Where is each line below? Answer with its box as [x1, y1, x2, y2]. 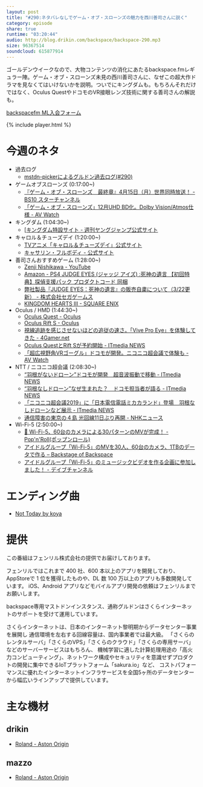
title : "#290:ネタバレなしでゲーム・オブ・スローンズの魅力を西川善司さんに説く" [6, 15, 188, 21]
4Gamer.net [40, 334, 70, 341]
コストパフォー [159, 661, 196, 668]
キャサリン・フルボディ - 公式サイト [24, 249, 114, 256]
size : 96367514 [6, 43, 45, 49]
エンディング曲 [6, 489, 80, 503]
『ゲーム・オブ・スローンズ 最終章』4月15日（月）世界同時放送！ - [24, 188, 195, 195]
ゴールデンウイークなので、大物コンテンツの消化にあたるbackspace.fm [6, 65, 185, 73]
